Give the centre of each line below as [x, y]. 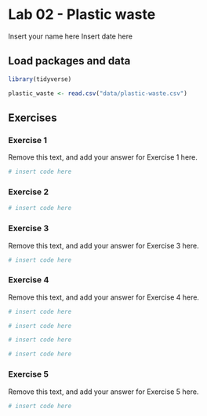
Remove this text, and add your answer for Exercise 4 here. [104, 297]
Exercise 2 [29, 192]
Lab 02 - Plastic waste [82, 15]
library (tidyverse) [40, 79]
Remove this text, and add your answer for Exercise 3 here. [103, 245]
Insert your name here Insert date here [71, 36]
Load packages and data [69, 61]
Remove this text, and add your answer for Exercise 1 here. [103, 157]
